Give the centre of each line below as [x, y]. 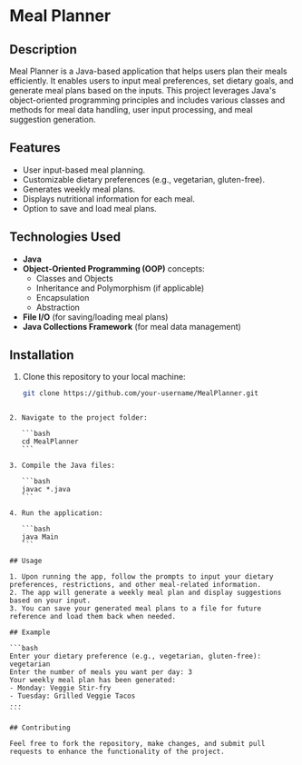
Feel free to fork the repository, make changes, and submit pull [137, 744]
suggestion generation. [53, 119]
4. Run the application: [56, 513]
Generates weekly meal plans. [79, 189]
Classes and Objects [74, 278]
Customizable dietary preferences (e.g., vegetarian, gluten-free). [144, 179]
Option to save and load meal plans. [89, 208]
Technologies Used [65, 237]
